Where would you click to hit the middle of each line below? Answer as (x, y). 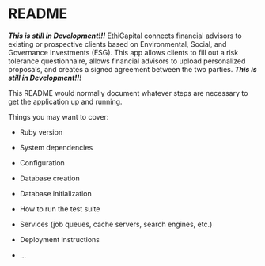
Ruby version (41, 132)
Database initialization (56, 193)
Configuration (42, 162)
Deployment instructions (60, 239)
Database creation (50, 178)
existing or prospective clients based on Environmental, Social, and (117, 44)
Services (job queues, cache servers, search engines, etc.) (116, 224)
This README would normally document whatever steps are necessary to (128, 93)
